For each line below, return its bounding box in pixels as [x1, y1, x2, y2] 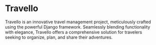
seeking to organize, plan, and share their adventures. [5, 34, 113, 40]
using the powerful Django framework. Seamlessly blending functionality [5, 24, 150, 30]
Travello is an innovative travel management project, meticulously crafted [5, 19, 151, 25]
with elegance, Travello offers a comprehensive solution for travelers [5, 29, 142, 35]
